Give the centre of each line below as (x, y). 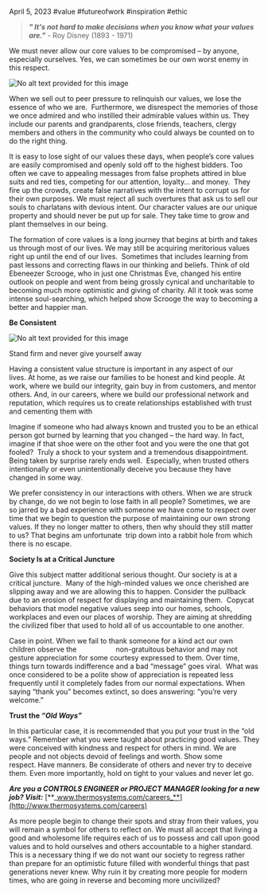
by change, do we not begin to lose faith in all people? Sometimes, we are (130, 501)
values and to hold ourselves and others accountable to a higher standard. (131, 846)
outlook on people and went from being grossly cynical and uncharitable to (132, 282)
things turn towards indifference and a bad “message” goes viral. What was (134, 666)
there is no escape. (41, 544)
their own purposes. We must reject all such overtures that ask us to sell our (134, 199)
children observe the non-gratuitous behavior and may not (123, 649)
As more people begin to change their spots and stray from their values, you (134, 821)
